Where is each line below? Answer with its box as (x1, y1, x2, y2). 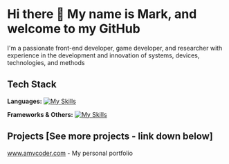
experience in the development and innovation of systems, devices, (7, 51, 200, 60)
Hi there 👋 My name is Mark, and (7, 6, 197, 22)
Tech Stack (7, 79, 57, 91)
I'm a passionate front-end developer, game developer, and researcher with (7, 44, 223, 52)
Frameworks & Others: (7, 110, 73, 118)
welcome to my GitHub (7, 21, 140, 37)
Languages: (7, 97, 43, 105)
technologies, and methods (7, 58, 85, 66)
